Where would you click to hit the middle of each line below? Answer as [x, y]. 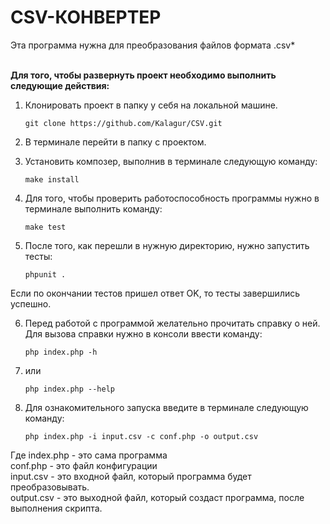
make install [52, 179]
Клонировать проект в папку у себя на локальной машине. [151, 105]
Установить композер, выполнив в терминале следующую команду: [171, 161]
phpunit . [45, 274]
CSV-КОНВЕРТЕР [86, 17]
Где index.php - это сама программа [89, 455]
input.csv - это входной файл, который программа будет [131, 476]
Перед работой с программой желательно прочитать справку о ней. [172, 323]
